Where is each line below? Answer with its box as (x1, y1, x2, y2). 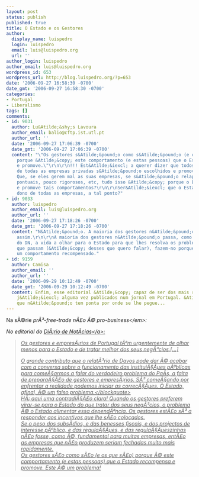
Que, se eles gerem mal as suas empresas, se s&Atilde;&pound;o (17, 174, 179, 180)
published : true (6, 20, 46, 25)
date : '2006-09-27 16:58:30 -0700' (6, 80, 94, 86)
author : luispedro (11, 201, 57, 207)
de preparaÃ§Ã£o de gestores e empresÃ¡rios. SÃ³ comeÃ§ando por (20, 376, 190, 383)
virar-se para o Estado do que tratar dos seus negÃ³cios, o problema (20, 401, 191, 408)
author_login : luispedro (6, 58, 68, 64)
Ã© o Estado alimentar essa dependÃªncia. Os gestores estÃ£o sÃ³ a (20, 408, 192, 414)
